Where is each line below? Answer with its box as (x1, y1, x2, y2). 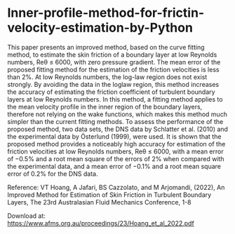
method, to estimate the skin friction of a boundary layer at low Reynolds (7, 50, 217, 59)
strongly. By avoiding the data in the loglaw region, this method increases (7, 80, 220, 88)
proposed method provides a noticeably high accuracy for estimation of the (7, 139, 226, 148)
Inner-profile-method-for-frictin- (7, 5, 205, 21)
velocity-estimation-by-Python (7, 20, 193, 36)
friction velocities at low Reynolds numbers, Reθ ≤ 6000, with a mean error (7, 147, 224, 156)
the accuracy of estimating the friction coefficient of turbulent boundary (7, 88, 215, 96)
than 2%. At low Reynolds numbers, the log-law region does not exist (7, 72, 208, 81)
